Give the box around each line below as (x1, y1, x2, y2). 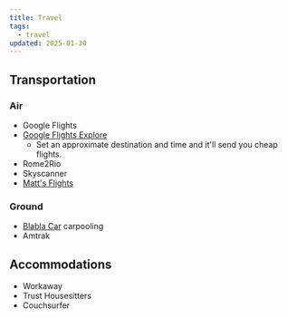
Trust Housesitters (22, 291, 92, 302)
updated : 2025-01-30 (9, 38, 88, 48)
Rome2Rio (22, 158, 62, 169)
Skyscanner (22, 168, 68, 178)
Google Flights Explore (22, 129, 108, 140)
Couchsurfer (22, 300, 71, 311)
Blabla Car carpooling (22, 221, 104, 232)
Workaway (22, 281, 63, 292)
